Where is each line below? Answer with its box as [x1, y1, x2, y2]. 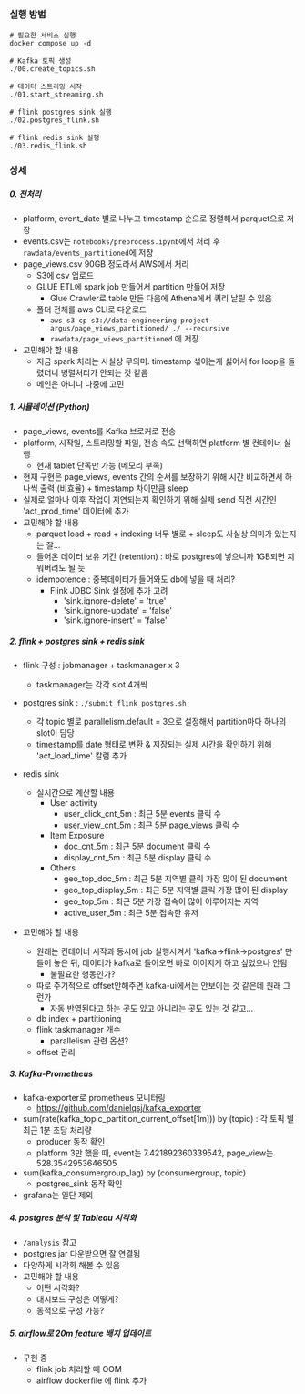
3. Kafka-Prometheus [9, 1068, 94, 1079]
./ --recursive [172, 324, 230, 333]
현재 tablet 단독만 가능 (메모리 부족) [36, 460, 164, 471]
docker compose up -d [9, 39, 92, 48]
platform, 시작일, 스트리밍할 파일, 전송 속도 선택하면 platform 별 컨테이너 [22, 437, 282, 448]
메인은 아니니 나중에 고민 [36, 379, 125, 390]
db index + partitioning [36, 1013, 122, 1024]
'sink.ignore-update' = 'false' [63, 605, 173, 616]
